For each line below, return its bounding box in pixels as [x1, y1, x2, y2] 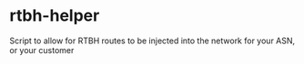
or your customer [9, 44, 75, 55]
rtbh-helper [9, 5, 100, 26]
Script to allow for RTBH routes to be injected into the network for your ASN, [9, 35, 296, 46]
